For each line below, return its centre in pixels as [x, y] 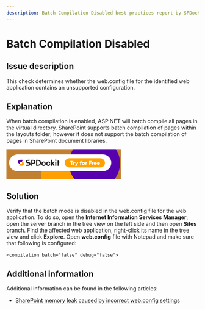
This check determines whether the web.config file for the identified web [98, 81]
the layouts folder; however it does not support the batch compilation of [97, 134]
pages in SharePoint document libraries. [57, 141]
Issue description [40, 66]
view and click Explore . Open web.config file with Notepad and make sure [100, 237]
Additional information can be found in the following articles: [82, 289]
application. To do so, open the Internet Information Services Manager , [97, 217]
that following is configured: [41, 243]
